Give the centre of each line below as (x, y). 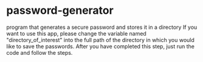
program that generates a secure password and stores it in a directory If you (102, 27)
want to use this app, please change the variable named (77, 33)
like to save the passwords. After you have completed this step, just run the (101, 46)
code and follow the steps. (40, 52)
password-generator (60, 11)
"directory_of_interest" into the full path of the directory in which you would (100, 40)
